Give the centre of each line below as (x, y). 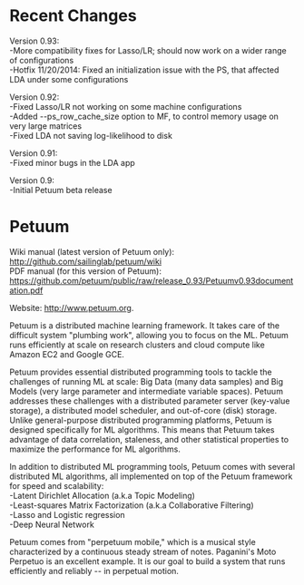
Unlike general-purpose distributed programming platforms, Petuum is (141, 420)
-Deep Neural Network (52, 524)
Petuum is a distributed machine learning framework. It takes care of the (144, 325)
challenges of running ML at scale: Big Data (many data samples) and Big (147, 381)
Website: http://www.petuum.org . (72, 307)
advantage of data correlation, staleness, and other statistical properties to (149, 439)
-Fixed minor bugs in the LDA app (73, 162)
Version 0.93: (34, 41)
